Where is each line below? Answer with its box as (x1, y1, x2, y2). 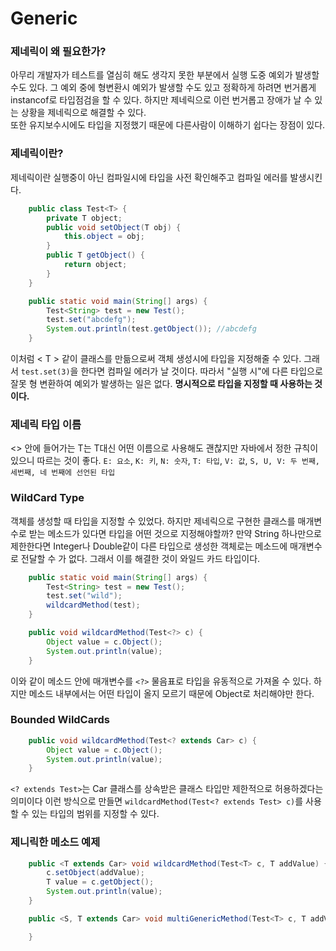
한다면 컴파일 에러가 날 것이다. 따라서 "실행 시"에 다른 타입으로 (80, 365, 323, 377)
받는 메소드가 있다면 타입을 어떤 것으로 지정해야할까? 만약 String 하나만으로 (28, 527, 322, 539)
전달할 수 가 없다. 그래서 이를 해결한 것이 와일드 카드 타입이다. (20, 552, 261, 564)
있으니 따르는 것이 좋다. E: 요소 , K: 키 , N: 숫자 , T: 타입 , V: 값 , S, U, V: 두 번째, (10, 455, 321, 467)
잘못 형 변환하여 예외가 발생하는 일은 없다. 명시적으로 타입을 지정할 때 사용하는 (10, 378, 313, 390)
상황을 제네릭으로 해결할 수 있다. (20, 107, 147, 119)
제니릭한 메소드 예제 (10, 835, 101, 849)
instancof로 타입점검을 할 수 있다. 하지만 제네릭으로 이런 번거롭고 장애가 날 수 (10, 94, 313, 106)
